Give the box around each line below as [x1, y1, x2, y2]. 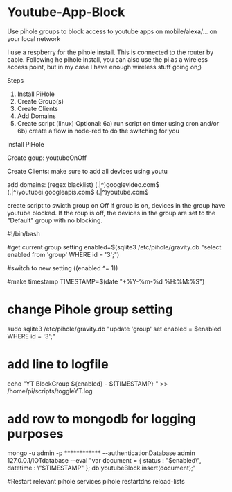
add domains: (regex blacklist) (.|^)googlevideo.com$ [7, 180, 160, 188]
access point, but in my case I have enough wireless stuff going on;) [7, 63, 202, 71]
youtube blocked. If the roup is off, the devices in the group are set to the [7, 208, 216, 217]
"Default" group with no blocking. [7, 216, 102, 224]
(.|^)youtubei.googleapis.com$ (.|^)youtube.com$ [7, 188, 149, 196]
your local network [7, 34, 61, 42]
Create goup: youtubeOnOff [7, 154, 87, 162]
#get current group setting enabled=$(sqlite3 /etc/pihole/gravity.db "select [7, 243, 222, 251]
